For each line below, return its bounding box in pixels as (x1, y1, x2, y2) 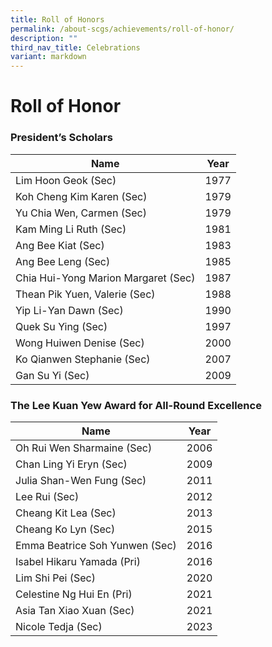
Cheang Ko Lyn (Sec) (15, 522, 116, 536)
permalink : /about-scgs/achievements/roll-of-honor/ (10, 24, 235, 34)
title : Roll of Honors (10, 14, 105, 25)
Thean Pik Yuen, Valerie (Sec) (15, 287, 156, 301)
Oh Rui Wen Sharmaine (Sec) (15, 441, 153, 455)
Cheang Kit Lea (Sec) (15, 506, 117, 520)
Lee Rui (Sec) (15, 489, 80, 503)
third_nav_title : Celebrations (10, 42, 141, 53)
